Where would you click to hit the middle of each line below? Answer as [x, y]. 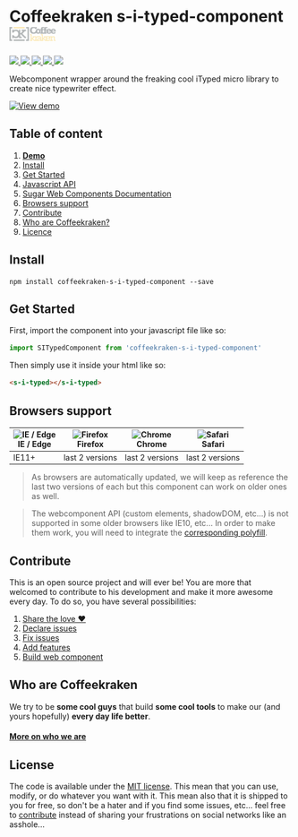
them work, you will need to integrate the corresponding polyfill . [149, 533]
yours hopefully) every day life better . [80, 716]
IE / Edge [34, 444]
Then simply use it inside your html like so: [88, 366]
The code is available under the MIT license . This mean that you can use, [144, 787]
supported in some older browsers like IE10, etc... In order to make [153, 523]
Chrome [152, 444]
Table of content [56, 134]
